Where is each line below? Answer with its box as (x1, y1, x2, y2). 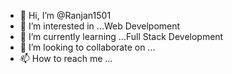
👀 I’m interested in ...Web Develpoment (19, 20, 181, 32)
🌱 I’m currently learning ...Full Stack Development (19, 31, 224, 42)
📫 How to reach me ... (19, 53, 113, 64)
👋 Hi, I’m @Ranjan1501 (19, 10, 112, 21)
